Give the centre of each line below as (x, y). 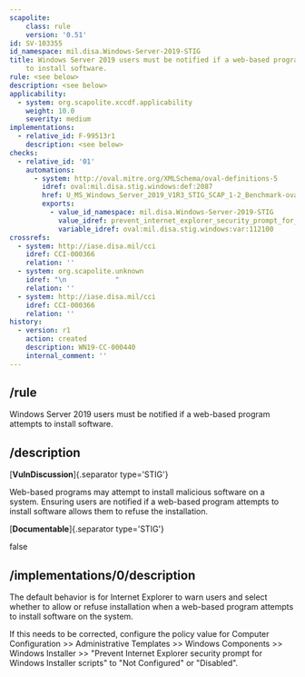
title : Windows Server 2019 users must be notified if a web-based (140, 60)
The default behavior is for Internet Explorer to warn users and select (138, 597)
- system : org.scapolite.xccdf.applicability (105, 102)
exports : (59, 204)
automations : (50, 170)
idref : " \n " (73, 280)
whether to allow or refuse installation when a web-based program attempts (152, 607)
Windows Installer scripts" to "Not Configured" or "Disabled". (124, 663)
